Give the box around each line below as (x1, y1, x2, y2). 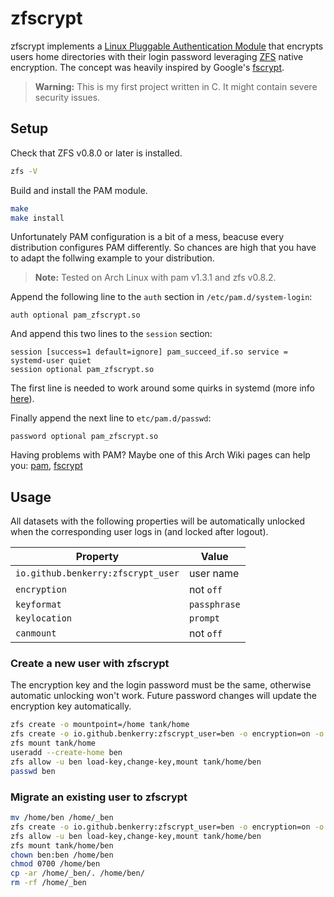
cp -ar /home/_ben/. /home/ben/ (10, 868, 145, 879)
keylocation (15, 613, 73, 624)
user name (188, 567, 240, 581)
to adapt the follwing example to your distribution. (10, 252, 215, 264)
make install (10, 213, 65, 223)
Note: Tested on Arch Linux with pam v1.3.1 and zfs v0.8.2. (34, 272, 277, 284)
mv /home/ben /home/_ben (10, 813, 114, 823)
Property (75, 550, 120, 564)
